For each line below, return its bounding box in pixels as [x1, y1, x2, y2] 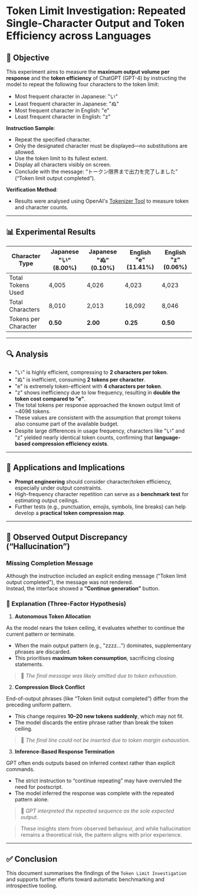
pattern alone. [14, 796, 49, 803]
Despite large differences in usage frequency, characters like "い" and [14, 427, 185, 434]
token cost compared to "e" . [14, 395, 86, 402]
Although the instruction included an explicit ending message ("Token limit [6, 573, 187, 580]
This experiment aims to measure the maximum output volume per [6, 68, 170, 75]
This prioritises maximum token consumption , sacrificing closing [14, 655, 174, 662]
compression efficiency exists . [31, 440, 109, 447]
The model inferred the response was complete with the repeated [14, 790, 174, 797]
